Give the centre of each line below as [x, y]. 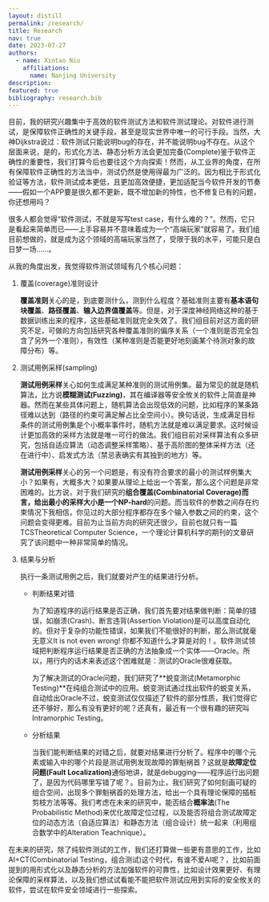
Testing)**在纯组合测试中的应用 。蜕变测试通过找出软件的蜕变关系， [144, 688]
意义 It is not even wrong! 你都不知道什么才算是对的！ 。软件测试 [144, 641]
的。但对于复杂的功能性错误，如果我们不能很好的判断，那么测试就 [141, 631]
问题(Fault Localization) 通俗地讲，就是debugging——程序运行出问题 [146, 773]
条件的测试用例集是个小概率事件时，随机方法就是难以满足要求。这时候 [136, 425]
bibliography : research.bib [55, 98]
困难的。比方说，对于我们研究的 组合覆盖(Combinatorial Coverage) [130, 492]
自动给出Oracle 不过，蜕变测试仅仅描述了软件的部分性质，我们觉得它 [145, 698]
